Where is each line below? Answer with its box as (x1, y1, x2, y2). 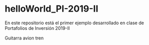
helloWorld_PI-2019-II (5, 3, 98, 15)
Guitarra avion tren (5, 35, 44, 41)
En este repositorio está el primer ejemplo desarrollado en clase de (5, 20, 144, 26)
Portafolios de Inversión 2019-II (5, 25, 70, 31)
